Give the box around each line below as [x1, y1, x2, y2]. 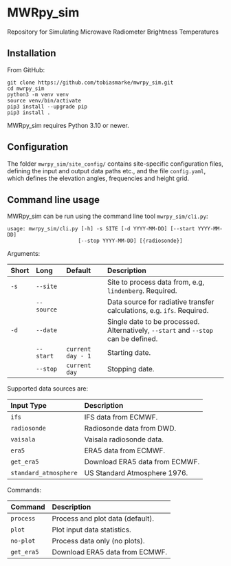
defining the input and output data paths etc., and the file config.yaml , [7, 166, 206, 175]
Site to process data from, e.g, [107, 277, 205, 287]
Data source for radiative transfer [107, 297, 214, 307]
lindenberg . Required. [107, 286, 177, 296]
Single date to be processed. [107, 317, 200, 327]
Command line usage [7, 194, 100, 206]
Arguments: [7, 250, 41, 258]
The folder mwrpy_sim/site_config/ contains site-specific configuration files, [7, 160, 223, 168]
